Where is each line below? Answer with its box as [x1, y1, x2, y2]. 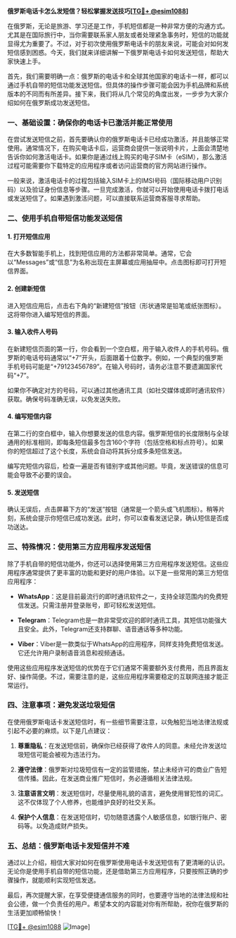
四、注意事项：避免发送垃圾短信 [7, 701, 116, 710]
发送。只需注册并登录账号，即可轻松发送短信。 [23, 600, 159, 609]
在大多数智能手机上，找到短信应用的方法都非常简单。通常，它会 [7, 249, 192, 258]
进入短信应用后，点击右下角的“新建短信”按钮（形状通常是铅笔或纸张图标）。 [7, 301, 225, 309]
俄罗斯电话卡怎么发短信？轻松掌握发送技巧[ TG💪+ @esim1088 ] [7, 7, 189, 15]
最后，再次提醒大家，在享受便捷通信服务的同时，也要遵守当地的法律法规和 [7, 891, 223, 899]
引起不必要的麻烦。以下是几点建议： [7, 726, 112, 735]
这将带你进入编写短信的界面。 [7, 310, 93, 319]
